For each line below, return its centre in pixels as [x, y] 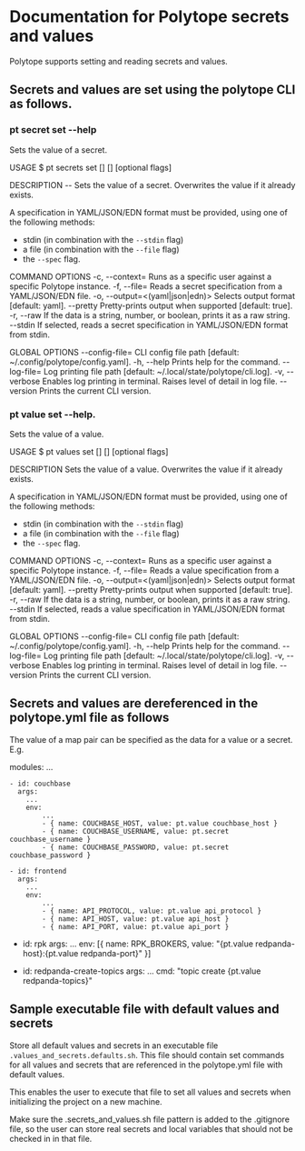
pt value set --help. [53, 414]
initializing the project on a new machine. [86, 1101]
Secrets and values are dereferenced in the [134, 703]
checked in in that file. [51, 1138]
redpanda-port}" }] [116, 953]
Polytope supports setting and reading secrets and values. [119, 61]
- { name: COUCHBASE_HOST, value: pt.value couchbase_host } [160, 823]
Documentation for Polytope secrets [149, 17]
